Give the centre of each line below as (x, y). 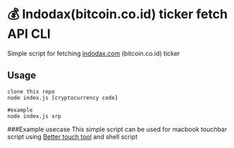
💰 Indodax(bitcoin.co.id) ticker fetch (117, 14)
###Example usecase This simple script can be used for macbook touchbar (117, 129)
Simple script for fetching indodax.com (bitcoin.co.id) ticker (94, 53)
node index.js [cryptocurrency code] (63, 97)
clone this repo (31, 92)
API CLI (29, 34)
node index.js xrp (34, 116)
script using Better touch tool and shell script (73, 136)
